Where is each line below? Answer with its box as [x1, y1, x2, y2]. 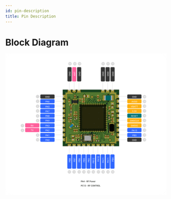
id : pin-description [5, 8, 50, 13]
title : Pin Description [5, 13, 56, 19]
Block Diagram [5, 37, 69, 48]
